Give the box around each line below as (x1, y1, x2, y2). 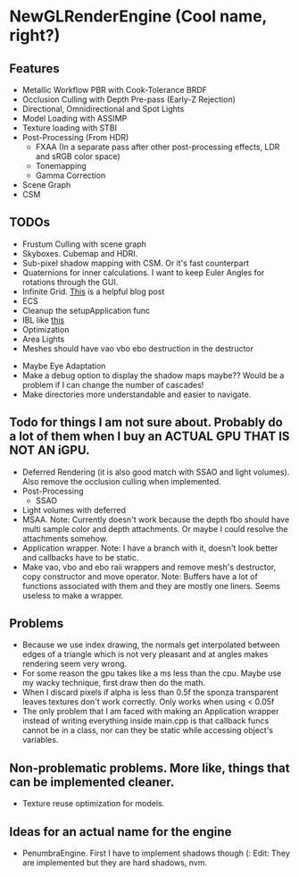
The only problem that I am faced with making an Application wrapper (21, 706, 279, 717)
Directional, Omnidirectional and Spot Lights (21, 104, 185, 114)
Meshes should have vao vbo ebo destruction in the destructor (21, 342, 254, 354)
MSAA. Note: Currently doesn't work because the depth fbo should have (21, 514, 290, 525)
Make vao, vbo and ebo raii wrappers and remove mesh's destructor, (21, 561, 277, 572)
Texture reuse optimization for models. (21, 798, 165, 809)
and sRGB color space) (35, 151, 120, 162)
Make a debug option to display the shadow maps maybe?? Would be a (21, 369, 285, 381)
